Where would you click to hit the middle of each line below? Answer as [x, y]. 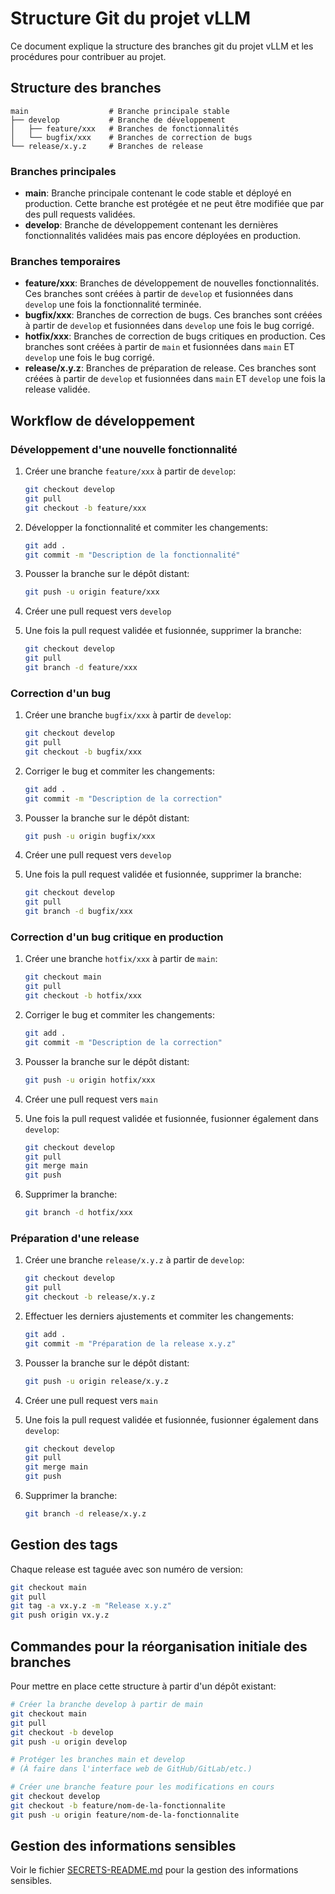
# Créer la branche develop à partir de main [106, 1705]
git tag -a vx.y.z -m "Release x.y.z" [91, 1606]
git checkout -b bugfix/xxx [83, 752]
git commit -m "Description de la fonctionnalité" [132, 555]
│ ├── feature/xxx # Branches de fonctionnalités [125, 128]
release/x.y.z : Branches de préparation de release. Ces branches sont [170, 368]
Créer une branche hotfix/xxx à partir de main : [121, 959]
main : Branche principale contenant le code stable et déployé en [158, 193]
